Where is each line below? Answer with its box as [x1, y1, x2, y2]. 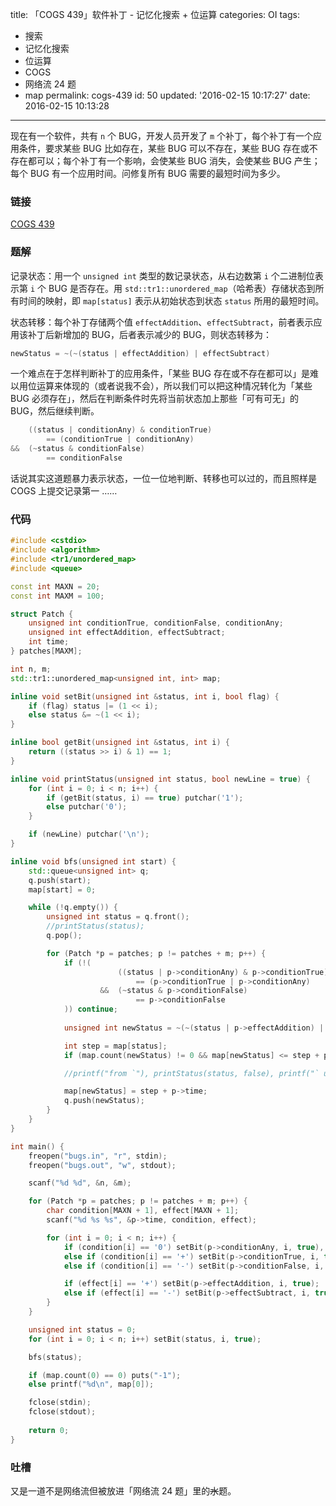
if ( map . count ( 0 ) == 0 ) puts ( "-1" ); [28, 1370, 182, 1380]
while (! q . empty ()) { [28, 903, 118, 913]
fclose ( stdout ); [28, 1407, 97, 1417]
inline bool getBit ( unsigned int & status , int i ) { [10, 738, 230, 748]
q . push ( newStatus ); [63, 1096, 145, 1106]
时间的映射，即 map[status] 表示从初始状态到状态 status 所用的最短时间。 [18, 294, 325, 307]
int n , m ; [10, 664, 52, 674]
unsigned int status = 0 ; [28, 1324, 137, 1335]
